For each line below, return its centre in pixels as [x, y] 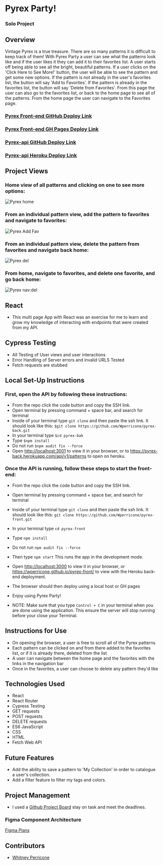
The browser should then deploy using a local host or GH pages [76, 586]
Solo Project [20, 24]
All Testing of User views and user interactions [59, 354]
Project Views [27, 171]
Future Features [30, 758]
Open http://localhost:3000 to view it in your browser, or [68, 566]
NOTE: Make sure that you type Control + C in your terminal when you [83, 605]
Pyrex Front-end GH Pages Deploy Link [52, 129]
